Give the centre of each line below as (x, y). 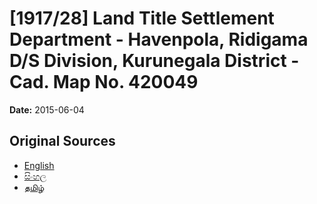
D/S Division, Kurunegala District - (154, 61)
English (39, 165)
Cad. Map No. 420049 (104, 82)
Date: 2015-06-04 (47, 109)
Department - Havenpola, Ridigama (159, 39)
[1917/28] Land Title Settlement (142, 18)
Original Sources (62, 141)
